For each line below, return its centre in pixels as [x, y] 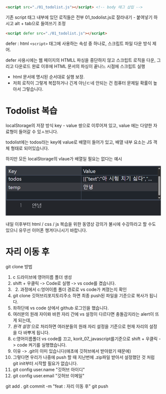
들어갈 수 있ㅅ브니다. [38, 131]
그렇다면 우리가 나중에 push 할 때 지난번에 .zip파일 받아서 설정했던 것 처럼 [83, 357]
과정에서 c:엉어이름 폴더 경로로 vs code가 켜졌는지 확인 [73, 289]
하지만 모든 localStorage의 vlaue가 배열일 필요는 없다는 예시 [64, 159]
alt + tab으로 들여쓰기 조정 [40, 23]
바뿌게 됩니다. [36, 332]
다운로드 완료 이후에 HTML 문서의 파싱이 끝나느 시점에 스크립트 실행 [80, 66]
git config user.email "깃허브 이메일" [49, 376]
